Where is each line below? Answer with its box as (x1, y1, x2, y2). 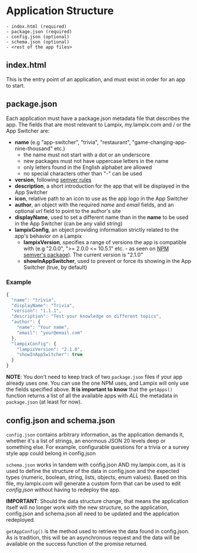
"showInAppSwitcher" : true (16, 352, 83, 358)
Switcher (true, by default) (23, 264, 88, 271)
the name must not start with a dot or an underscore (23, 151, 150, 158)
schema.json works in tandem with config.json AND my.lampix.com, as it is (6, 461, 186, 468)
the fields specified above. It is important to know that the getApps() (6, 386, 173, 393)
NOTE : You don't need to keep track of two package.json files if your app (6, 374, 183, 381)
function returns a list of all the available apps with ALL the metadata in (6, 392, 178, 399)
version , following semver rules (14, 176, 92, 183)
